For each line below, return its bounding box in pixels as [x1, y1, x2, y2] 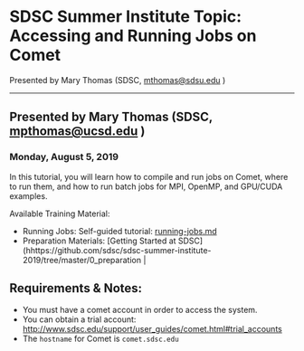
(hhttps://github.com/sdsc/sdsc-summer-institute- [22, 244, 212, 255]
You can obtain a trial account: [22, 314, 137, 325]
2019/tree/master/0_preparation [22, 254, 142, 265]
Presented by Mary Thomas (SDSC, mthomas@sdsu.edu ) [9, 74, 226, 85]
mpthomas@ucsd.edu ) [9, 124, 146, 139]
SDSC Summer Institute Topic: [9, 6, 242, 27]
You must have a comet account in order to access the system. [22, 305, 258, 316]
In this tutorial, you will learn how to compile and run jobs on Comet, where [9, 171, 289, 182]
